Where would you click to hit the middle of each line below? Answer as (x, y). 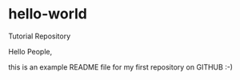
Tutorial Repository (40, 36)
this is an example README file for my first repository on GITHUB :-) (121, 67)
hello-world (48, 14)
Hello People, (30, 51)
